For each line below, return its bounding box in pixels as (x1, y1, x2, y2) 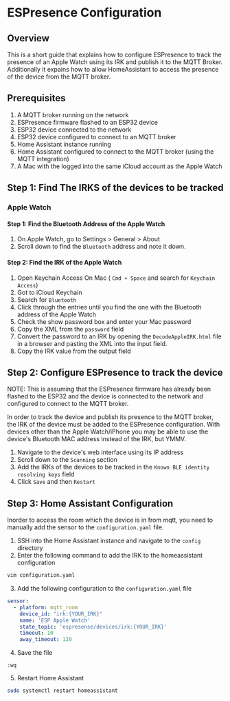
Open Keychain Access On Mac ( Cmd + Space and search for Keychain (16, 274, 216, 282)
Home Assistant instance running (16, 140, 111, 148)
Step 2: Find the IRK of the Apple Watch (7, 258, 122, 266)
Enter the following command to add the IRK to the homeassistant (16, 551, 203, 560)
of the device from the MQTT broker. (7, 72, 111, 81)
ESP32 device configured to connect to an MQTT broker (16, 132, 176, 141)
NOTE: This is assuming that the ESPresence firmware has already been (7, 385, 211, 394)
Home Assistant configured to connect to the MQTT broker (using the (16, 147, 214, 156)
